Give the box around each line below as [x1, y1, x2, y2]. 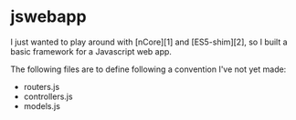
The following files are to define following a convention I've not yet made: [10, 64, 287, 75]
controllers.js [23, 91, 73, 102]
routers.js [23, 81, 60, 92]
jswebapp [10, 6, 87, 27]
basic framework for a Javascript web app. [10, 45, 173, 56]
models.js [23, 100, 60, 111]
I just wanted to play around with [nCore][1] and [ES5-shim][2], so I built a [10, 36, 288, 47]
